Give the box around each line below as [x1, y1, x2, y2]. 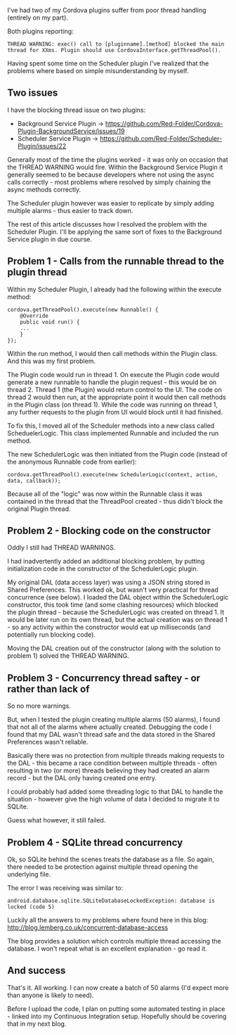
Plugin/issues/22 [17, 141, 67, 150]
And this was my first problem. [7, 357, 96, 365]
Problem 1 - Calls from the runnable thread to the [7, 255, 225, 267]
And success [7, 965, 66, 977]
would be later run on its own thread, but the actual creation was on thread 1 [7, 616, 228, 624]
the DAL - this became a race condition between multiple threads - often [7, 759, 218, 768]
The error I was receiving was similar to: [7, 884, 124, 892]
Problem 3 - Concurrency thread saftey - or [7, 672, 201, 684]
